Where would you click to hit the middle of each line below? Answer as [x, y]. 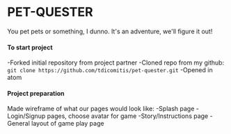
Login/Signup [26, 116]
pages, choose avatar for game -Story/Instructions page [128, 116]
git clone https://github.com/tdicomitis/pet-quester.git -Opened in [110, 70]
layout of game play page [67, 124]
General [18, 124]
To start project [30, 47]
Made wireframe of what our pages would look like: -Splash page [101, 109]
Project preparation [36, 93]
